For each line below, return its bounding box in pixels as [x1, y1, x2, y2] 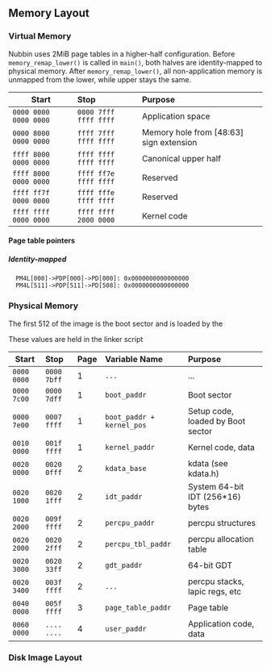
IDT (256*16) [188, 491, 241, 502]
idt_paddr [104, 492, 143, 501]
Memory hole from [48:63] [141, 127, 244, 138]
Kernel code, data [188, 441, 256, 452]
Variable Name [104, 353, 164, 365]
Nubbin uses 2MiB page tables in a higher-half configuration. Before [8, 48, 236, 59]
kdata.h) [188, 468, 219, 479]
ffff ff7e [77, 169, 115, 178]
